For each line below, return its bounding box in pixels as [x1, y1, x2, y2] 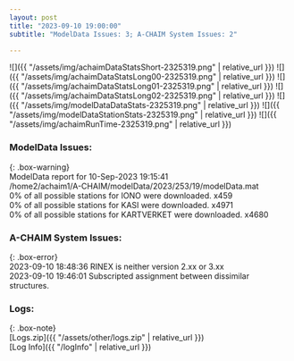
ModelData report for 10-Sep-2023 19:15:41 [9, 171, 169, 181]
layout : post [9, 13, 58, 22]
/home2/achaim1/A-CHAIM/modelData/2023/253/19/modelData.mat [9, 180, 259, 191]
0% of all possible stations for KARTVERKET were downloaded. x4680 [9, 209, 269, 220]
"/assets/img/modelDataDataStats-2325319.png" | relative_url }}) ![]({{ [21, 100, 280, 111]
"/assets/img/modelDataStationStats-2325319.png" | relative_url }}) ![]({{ [9, 109, 277, 121]
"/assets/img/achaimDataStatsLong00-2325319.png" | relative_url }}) [21, 71, 275, 82]
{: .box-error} [9, 251, 58, 262]
